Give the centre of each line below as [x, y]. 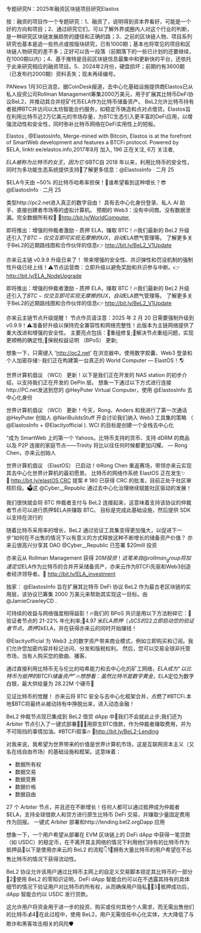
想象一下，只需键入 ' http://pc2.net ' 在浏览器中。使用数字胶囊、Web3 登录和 [99, 353]
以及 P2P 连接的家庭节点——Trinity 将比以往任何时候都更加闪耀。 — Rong [97, 445]
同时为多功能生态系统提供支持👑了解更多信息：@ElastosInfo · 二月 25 [90, 170]
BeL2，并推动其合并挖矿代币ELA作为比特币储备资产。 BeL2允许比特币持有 [103, 101]
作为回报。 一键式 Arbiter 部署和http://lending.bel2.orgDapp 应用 [86, 822]
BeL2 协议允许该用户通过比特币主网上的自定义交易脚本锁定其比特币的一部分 [99, 871]
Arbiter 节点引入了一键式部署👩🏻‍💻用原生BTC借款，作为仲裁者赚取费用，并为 [99, 724]
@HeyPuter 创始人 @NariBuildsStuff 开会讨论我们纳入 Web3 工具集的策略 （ [100, 417]
